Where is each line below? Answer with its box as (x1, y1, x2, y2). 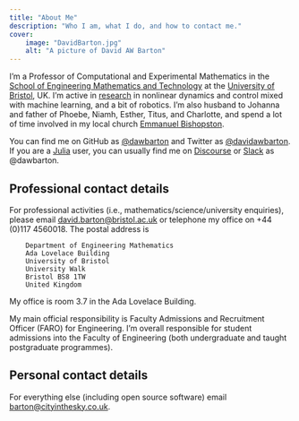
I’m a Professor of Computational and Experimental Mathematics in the (9, 71, 270, 82)
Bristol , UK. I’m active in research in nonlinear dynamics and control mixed (9, 90, 284, 101)
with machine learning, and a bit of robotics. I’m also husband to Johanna (9, 99, 280, 110)
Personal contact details (9, 368, 149, 383)
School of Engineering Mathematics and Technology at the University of (9, 81, 276, 91)
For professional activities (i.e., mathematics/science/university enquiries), (9, 204, 285, 215)
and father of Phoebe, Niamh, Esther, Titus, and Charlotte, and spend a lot (9, 109, 282, 120)
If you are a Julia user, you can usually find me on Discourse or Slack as (9, 145, 275, 157)
